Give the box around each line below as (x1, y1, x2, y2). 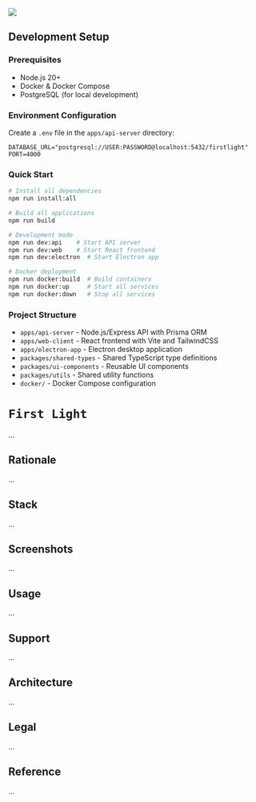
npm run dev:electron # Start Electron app (8, 253, 159, 261)
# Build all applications (8, 209, 94, 217)
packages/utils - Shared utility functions (19, 370, 154, 380)
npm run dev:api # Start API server (8, 238, 142, 246)
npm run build (8, 217, 56, 225)
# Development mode (8, 231, 74, 239)
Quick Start (8, 168, 54, 180)
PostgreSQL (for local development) (19, 89, 138, 99)
